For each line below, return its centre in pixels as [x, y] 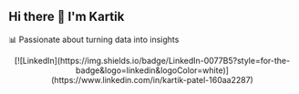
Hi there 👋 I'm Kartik [67, 17]
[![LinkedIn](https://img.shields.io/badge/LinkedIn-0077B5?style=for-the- [152, 60]
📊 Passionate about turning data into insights [94, 39]
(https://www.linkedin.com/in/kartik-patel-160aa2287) [152, 79]
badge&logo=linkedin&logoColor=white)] [152, 70]
